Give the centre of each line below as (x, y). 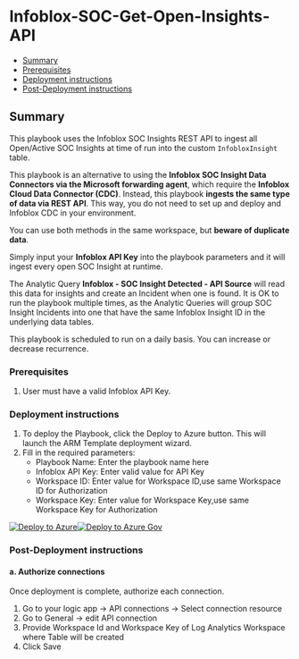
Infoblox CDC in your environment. (73, 213)
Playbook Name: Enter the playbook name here (122, 462)
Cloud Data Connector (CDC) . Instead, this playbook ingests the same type (149, 193)
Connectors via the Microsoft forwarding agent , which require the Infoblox (149, 184)
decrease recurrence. (49, 348)
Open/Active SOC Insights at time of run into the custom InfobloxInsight (144, 148)
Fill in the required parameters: (79, 452)
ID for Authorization (71, 491)
